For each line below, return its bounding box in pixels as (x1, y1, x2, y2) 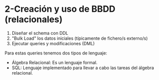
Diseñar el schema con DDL (11, 30, 68, 36)
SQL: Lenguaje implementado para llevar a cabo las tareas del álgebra (11, 65, 155, 71)
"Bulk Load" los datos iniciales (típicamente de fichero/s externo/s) (11, 35, 148, 41)
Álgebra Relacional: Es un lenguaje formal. (11, 59, 98, 65)
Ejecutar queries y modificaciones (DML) (11, 40, 95, 46)
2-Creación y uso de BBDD (4, 3, 116, 15)
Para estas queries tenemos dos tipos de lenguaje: (4, 50, 107, 56)
